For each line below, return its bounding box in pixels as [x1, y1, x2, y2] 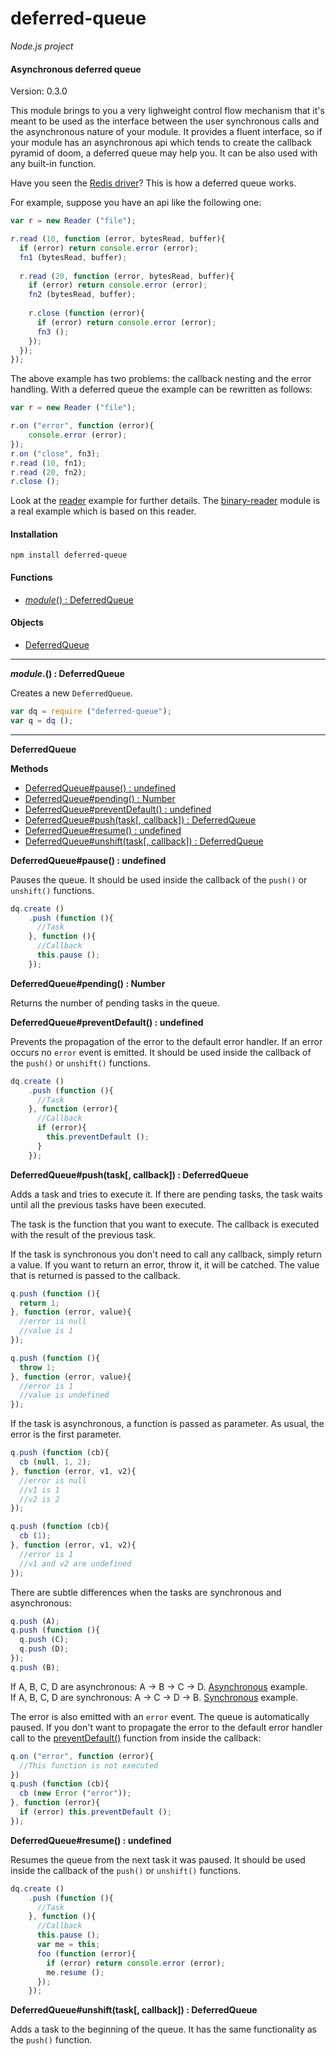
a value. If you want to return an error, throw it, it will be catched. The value [10, 1258, 320, 1271]
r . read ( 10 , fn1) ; [10, 458, 87, 468]
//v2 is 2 [19, 1494, 60, 1504]
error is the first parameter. [10, 1428, 122, 1441]
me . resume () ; [46, 1967, 105, 1977]
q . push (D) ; [19, 1644, 70, 1654]
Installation [10, 528, 58, 540]
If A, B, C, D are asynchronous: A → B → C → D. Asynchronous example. [10, 1680, 308, 1692]
